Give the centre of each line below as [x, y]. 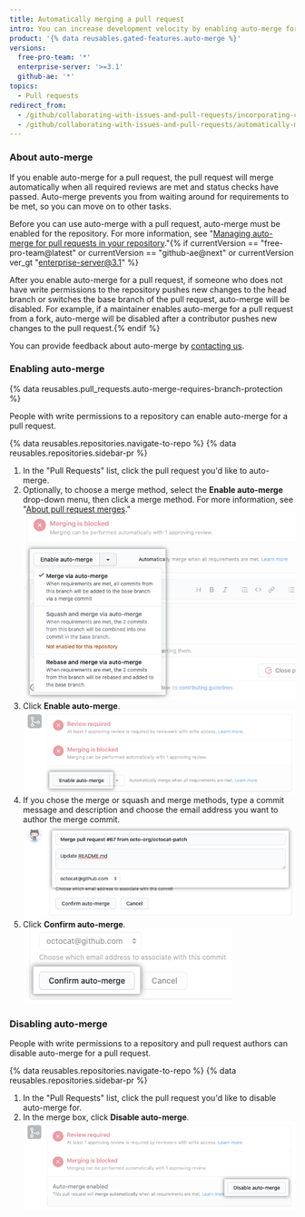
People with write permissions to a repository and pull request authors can [149, 1044]
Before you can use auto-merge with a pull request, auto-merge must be [145, 223]
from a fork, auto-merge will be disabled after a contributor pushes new [143, 319]
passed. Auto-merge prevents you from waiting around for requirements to [149, 196]
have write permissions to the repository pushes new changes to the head [148, 290]
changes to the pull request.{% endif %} [85, 328]
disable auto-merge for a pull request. [80, 1054]
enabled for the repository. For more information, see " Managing [130, 233]
